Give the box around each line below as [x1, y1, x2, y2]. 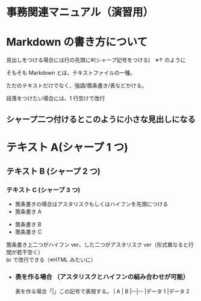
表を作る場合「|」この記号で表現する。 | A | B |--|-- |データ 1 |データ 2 [14, 287, 190, 295]
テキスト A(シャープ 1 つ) [6, 140, 128, 154]
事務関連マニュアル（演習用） [6, 5, 154, 19]
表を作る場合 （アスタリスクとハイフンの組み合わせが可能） [14, 273, 190, 281]
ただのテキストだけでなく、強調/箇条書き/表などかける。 [6, 82, 147, 89]
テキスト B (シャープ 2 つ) [6, 166, 100, 176]
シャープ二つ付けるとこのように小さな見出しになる [6, 114, 196, 124]
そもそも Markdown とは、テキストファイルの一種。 [6, 69, 135, 76]
